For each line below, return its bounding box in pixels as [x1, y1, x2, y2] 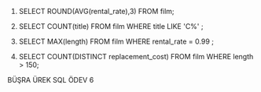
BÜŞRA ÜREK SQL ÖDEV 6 [7, 76, 94, 84]
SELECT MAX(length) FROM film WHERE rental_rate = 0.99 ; [18, 37, 214, 46]
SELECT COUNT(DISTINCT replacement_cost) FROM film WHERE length [18, 52, 254, 61]
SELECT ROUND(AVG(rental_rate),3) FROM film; [18, 7, 175, 16]
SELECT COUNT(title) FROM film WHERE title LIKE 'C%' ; [18, 22, 204, 30]
